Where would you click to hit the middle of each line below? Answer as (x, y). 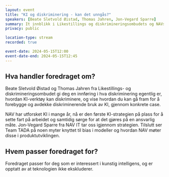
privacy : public (22, 29)
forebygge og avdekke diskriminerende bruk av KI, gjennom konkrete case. (83, 105)
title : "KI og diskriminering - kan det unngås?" (58, 15)
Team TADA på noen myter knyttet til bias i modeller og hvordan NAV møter (83, 130)
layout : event (20, 10)
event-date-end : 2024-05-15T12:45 (41, 56)
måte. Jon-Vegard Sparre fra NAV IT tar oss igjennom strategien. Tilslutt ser (84, 125)
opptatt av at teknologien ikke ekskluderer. (49, 169)
